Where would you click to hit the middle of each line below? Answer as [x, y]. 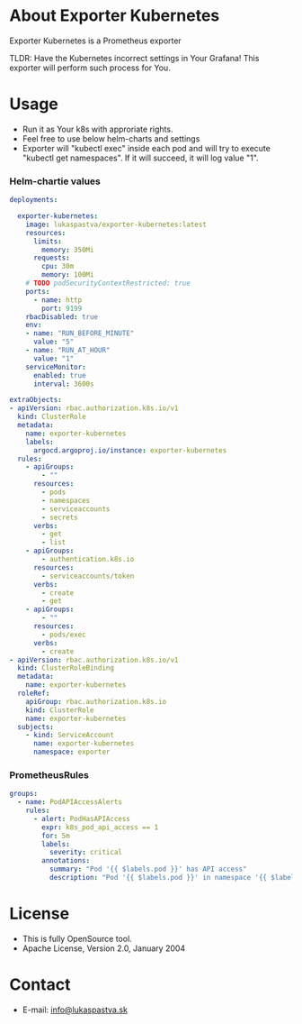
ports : [38, 291]
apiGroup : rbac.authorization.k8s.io [96, 701]
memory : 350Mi [68, 250]
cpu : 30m [58, 267]
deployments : [34, 200]
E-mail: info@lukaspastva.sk [75, 1010]
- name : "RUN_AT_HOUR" [68, 351]
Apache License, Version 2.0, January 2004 [104, 948]
